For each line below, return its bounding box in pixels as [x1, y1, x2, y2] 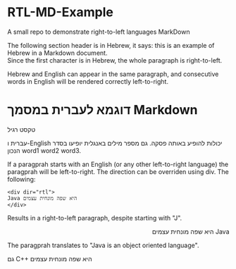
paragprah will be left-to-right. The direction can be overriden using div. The [7, 167, 229, 176]
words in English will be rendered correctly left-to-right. [7, 77, 169, 85]
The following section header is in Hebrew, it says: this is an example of [7, 41, 215, 49]
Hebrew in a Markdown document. [7, 49, 108, 57]
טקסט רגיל [7, 125, 36, 134]
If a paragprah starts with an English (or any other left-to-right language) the [7, 160, 229, 168]
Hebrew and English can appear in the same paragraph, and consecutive [7, 70, 219, 78]
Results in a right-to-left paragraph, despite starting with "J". [7, 213, 182, 222]
